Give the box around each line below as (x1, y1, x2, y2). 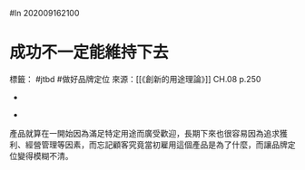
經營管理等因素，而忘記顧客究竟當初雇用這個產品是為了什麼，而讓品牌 (25, 139, 288, 150)
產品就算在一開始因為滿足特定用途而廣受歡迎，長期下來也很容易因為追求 (9, 127, 280, 138)
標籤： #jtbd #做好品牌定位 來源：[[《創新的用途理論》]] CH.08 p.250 (9, 73, 261, 84)
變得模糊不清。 (16, 150, 74, 161)
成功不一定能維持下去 (9, 42, 170, 62)
